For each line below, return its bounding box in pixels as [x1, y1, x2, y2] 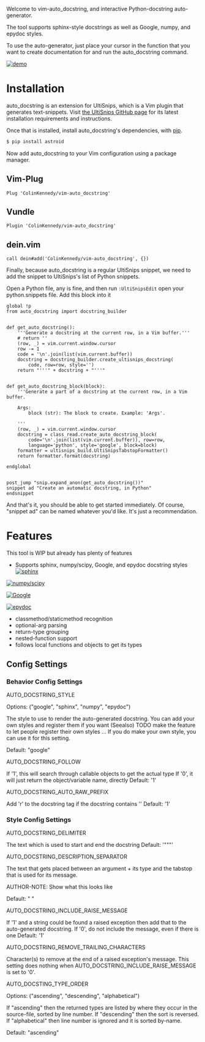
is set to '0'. [6, 969, 35, 976]
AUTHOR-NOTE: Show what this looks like [6, 884, 113, 891]
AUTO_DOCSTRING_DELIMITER [6, 829, 87, 837]
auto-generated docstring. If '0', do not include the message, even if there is [6, 925, 199, 932]
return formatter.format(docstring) [17, 453, 111, 460]
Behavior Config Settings [6, 677, 83, 686]
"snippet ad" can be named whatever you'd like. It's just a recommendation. [6, 508, 198, 515]
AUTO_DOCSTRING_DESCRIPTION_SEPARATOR [6, 853, 127, 860]
